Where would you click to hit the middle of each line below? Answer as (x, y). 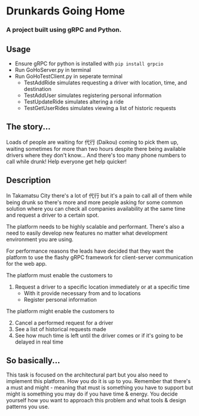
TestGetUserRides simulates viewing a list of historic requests (100, 108)
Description (28, 180)
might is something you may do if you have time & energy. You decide (92, 394)
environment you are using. (40, 239)
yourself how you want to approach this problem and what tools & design (96, 400)
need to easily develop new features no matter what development (87, 233)
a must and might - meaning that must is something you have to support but (100, 388)
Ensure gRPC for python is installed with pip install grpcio (89, 63)
